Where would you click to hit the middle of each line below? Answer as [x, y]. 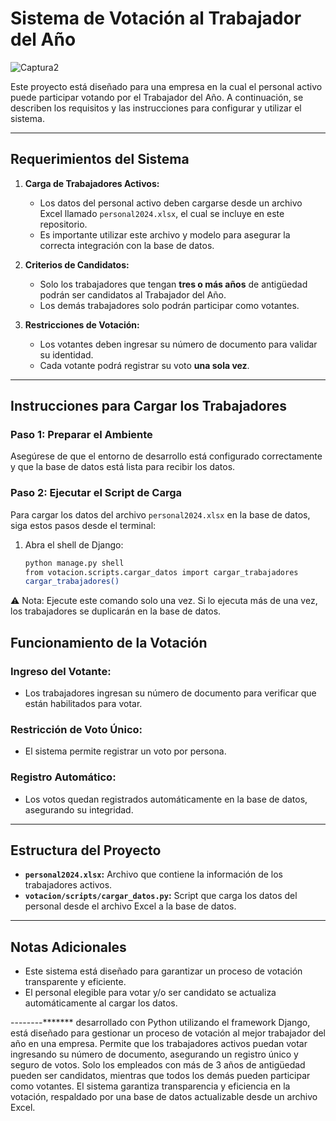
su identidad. [66, 354]
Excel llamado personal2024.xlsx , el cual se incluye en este [162, 213]
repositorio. [63, 224]
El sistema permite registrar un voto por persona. [125, 751]
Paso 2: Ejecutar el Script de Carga [96, 493]
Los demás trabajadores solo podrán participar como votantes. [169, 305]
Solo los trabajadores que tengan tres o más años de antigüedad [173, 284]
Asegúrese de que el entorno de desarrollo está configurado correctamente [166, 456]
